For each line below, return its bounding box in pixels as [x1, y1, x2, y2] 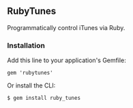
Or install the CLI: [7, 81, 56, 90]
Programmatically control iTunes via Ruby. [7, 23, 125, 31]
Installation [7, 40, 46, 50]
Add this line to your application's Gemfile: [7, 56, 126, 64]
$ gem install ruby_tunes [7, 95, 80, 102]
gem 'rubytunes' [7, 70, 53, 77]
